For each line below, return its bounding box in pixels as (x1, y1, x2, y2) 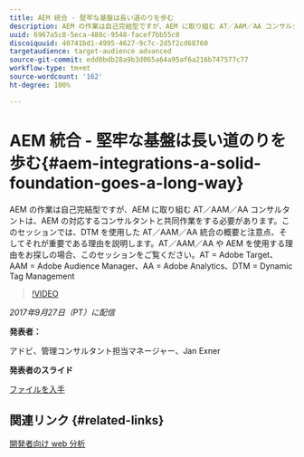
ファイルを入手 (9, 384, 65, 395)
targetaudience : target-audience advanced (9, 47, 172, 56)
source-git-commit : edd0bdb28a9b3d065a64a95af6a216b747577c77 (9, 55, 249, 64)
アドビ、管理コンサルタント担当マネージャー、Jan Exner (9, 345, 221, 356)
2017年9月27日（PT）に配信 (9, 307, 116, 318)
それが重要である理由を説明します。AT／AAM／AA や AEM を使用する (24, 237, 286, 249)
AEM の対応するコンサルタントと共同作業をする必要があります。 (40, 214, 282, 226)
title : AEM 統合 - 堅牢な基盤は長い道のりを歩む (9, 13, 175, 23)
